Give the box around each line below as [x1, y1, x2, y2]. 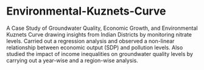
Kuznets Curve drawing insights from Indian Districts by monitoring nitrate [6, 30, 192, 38]
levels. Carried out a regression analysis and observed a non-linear [6, 37, 175, 44]
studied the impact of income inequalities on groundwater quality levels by [6, 50, 194, 57]
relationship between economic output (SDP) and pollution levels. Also [6, 44, 183, 51]
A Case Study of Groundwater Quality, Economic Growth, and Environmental [6, 24, 198, 32]
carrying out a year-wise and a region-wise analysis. [6, 57, 138, 64]
